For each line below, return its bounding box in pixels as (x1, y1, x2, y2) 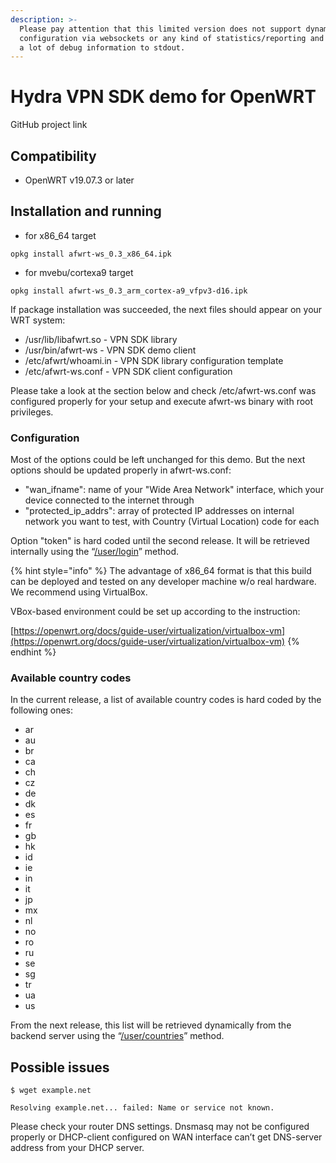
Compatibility (10, 147, 97, 165)
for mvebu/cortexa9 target (24, 266, 134, 278)
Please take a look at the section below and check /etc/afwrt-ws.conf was (10, 384, 317, 396)
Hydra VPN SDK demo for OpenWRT (10, 86, 317, 108)
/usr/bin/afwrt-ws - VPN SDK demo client (24, 344, 197, 356)
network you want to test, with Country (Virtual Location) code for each (24, 516, 320, 528)
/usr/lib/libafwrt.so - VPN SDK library (24, 333, 178, 345)
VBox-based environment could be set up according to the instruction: (10, 606, 301, 618)
